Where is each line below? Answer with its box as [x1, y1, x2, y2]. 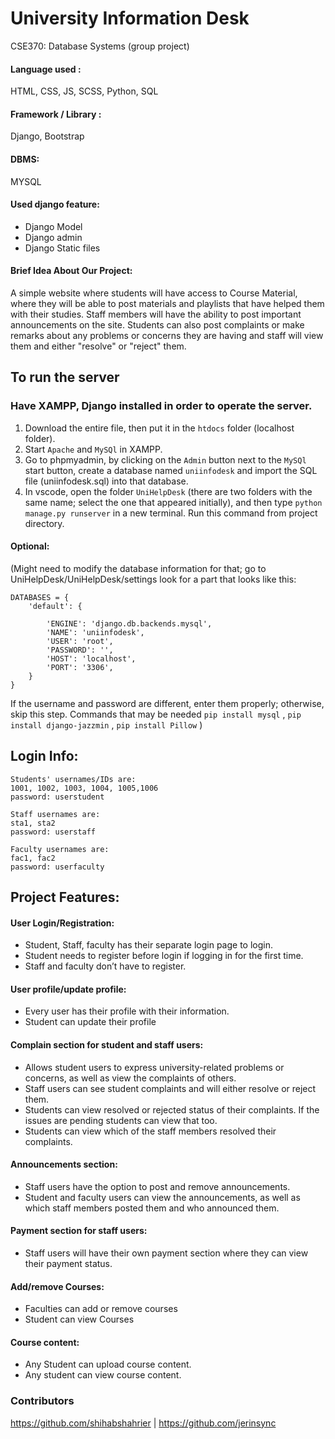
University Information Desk [10, 7, 250, 30]
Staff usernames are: [10, 809, 101, 819]
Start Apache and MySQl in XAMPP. [24, 443, 163, 455]
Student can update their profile [24, 1016, 157, 1028]
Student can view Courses [24, 1313, 135, 1326]
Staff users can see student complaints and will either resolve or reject [24, 1082, 317, 1094]
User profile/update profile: [10, 983, 127, 995]
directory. [24, 517, 65, 529]
